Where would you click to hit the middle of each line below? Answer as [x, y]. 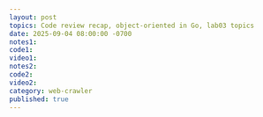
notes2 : [23, 67]
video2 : [23, 83]
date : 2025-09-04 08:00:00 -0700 [71, 33]
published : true [39, 99]
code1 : [21, 50]
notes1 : [23, 42]
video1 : [23, 58]
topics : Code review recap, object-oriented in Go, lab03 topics [131, 26]
